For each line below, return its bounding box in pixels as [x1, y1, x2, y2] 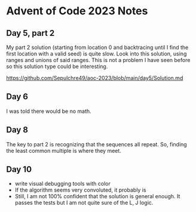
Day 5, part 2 [6, 28, 55, 38]
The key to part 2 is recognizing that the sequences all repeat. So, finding [6, 140, 187, 148]
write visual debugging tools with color [14, 180, 111, 188]
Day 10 [6, 164, 32, 174]
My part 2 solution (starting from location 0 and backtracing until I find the [6, 44, 189, 51]
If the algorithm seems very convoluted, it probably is [14, 186, 146, 193]
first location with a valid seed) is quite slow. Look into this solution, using [6, 50, 187, 57]
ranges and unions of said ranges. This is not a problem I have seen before [6, 57, 191, 63]
